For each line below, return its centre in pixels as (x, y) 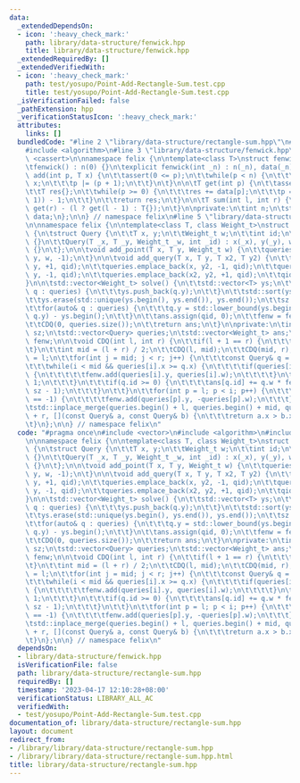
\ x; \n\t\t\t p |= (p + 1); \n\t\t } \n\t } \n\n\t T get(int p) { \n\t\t (151, 184)
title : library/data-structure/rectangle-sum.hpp (104, 764)
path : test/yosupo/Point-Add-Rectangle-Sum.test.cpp (125, 84)
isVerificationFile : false (67, 665)
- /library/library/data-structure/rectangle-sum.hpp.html (121, 756)
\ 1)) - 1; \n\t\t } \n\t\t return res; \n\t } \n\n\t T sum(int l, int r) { (158, 200)
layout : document (42, 732)
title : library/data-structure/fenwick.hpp (108, 51)
